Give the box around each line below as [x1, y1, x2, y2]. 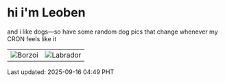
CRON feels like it [7, 34, 57, 43]
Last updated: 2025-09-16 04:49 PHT [7, 67, 115, 76]
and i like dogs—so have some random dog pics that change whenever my [7, 27, 218, 36]
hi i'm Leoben [7, 5, 86, 21]
